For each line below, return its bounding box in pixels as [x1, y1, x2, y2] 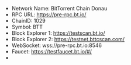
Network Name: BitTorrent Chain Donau [11, 5, 108, 12]
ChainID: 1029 [11, 17, 46, 24]
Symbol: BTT [11, 23, 43, 30]
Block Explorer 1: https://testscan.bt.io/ [11, 30, 105, 37]
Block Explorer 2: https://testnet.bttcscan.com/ [11, 36, 125, 42]
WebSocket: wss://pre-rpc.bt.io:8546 [11, 42, 102, 49]
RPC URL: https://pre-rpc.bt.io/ [11, 11, 87, 18]
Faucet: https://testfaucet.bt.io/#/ [11, 48, 92, 55]
